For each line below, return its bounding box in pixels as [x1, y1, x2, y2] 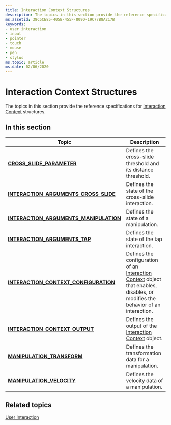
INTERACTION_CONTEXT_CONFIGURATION [8, 279, 116, 286]
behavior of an [126, 301, 161, 308]
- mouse [5, 45, 22, 50]
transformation [126, 350, 162, 357]
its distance [126, 166, 154, 173]
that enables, [126, 282, 157, 289]
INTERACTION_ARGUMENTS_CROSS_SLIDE [8, 190, 116, 197]
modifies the [126, 295, 156, 302]
